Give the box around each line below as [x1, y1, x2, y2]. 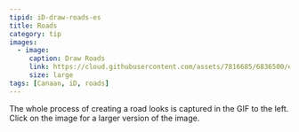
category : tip [9, 29, 62, 38]
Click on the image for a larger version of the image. [9, 113, 200, 123]
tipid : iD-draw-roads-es [9, 12, 101, 22]
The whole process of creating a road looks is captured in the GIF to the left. [9, 103, 289, 113]
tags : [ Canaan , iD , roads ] [9, 79, 109, 88]
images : [9, 37, 38, 47]
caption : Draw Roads [28, 54, 105, 63]
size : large [28, 71, 74, 80]
